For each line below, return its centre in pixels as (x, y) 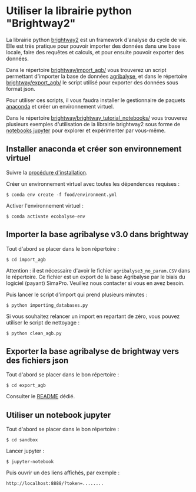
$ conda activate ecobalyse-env (46, 217)
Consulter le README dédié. (41, 396)
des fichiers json (37, 360)
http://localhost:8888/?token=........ (55, 484)
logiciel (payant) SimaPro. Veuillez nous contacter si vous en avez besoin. (95, 283)
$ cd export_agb (26, 386)
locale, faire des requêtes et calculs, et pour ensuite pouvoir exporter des (95, 52)
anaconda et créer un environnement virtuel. (60, 106)
